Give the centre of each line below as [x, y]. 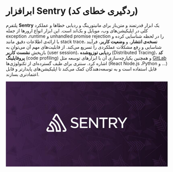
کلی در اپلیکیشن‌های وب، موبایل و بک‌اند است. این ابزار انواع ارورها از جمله [77, 30]
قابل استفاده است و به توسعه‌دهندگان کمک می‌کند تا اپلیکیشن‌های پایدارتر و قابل [81, 69]
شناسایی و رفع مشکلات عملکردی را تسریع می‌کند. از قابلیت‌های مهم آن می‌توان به [84, 47]
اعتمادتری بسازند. [23, 74]
